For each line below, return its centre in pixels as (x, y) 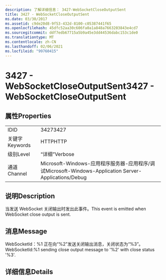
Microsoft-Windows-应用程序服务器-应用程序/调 (98, 163)
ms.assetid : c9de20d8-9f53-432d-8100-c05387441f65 (58, 23)
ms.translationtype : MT (30, 38)
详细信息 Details (29, 272)
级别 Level (19, 154)
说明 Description (30, 196)
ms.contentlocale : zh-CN (31, 42)
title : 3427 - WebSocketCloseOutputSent (47, 14)
